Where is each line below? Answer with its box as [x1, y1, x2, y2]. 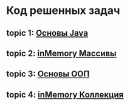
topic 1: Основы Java [6, 28, 88, 38]
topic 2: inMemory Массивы [6, 48, 117, 58]
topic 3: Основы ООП [6, 69, 90, 79]
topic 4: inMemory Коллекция [6, 89, 124, 100]
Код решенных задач [6, 4, 120, 18]
